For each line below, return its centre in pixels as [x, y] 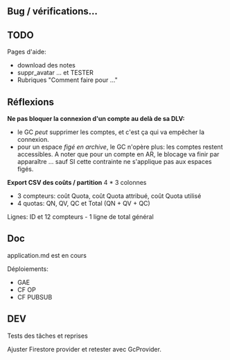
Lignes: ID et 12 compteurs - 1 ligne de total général [80, 217]
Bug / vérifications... [53, 11]
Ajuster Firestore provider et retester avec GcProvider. [84, 349]
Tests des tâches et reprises [47, 336]
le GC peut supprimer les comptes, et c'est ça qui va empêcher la [110, 132]
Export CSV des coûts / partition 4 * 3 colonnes [77, 183]
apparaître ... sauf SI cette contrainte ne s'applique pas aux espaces [115, 162]
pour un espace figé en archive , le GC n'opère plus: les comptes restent [120, 147]
